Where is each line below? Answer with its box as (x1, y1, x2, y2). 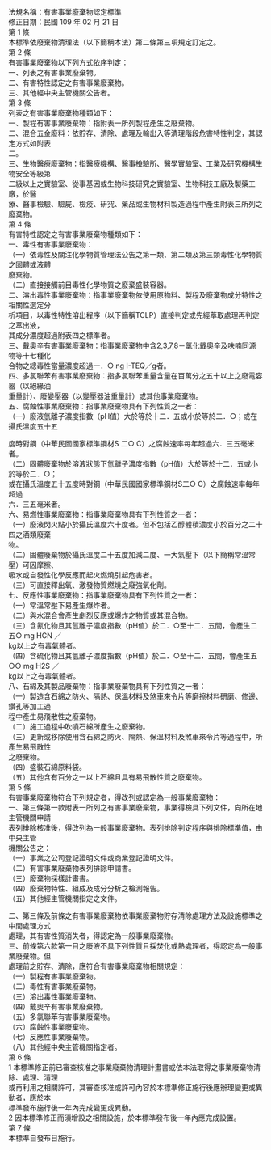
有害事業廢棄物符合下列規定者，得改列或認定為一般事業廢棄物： (8, 793, 220, 802)
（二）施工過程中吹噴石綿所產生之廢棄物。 (8, 722, 150, 731)
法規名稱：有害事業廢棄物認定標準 (8, 7, 122, 16)
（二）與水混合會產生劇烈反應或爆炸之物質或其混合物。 (8, 611, 192, 620)
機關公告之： (8, 843, 51, 852)
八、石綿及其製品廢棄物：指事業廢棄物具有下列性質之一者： (8, 682, 206, 691)
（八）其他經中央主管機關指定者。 (8, 1042, 122, 1051)
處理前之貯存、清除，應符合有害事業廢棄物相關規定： (8, 962, 186, 970)
